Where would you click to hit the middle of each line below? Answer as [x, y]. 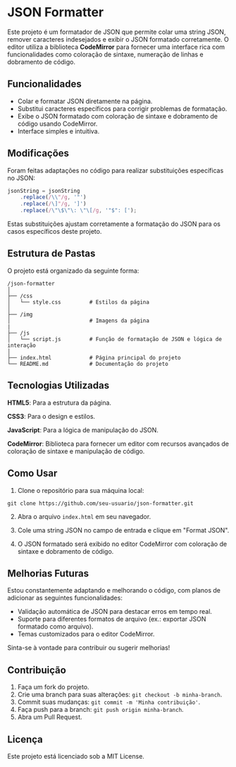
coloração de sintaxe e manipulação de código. [76, 451]
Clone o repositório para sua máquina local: [81, 490]
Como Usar [32, 474]
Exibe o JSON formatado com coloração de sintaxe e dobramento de [118, 116]
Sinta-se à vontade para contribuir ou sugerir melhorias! [89, 648]
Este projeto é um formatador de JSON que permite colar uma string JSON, [117, 32]
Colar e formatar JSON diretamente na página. [85, 101]
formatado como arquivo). [55, 626]
